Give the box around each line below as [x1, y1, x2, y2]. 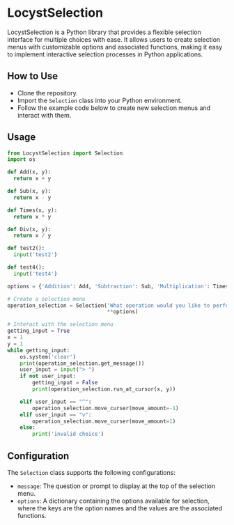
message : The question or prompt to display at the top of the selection [17, 482, 216, 490]
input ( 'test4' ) [13, 270, 58, 277]
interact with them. [17, 111, 72, 119]
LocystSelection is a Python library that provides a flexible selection [7, 28, 202, 36]
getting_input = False [32, 379, 98, 386]
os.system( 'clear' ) [19, 353, 77, 360]
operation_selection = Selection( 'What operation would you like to [7, 301, 210, 309]
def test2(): [7, 245, 45, 252]
